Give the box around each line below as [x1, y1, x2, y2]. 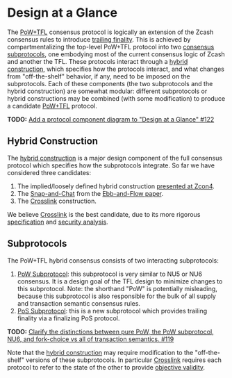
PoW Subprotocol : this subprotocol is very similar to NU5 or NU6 [17, 270, 203, 278]
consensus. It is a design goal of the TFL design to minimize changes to [17, 277, 223, 286]
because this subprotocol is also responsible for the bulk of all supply [17, 292, 217, 300]
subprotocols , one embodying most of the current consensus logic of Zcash [7, 50, 226, 58]
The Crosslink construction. [17, 197, 97, 205]
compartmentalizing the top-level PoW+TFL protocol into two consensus [7, 42, 215, 51]
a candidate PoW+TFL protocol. [7, 101, 97, 110]
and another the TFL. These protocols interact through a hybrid [7, 57, 188, 65]
